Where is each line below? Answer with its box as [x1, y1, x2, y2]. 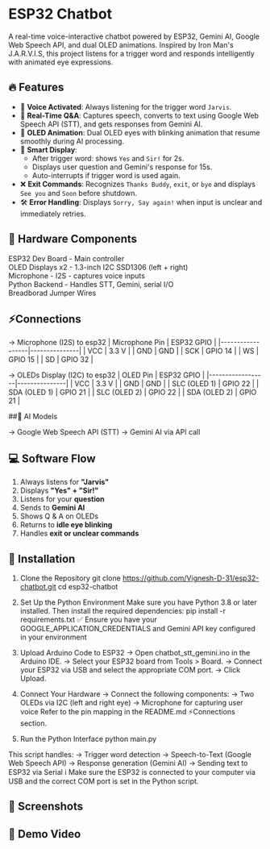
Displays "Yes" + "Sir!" [19, 485, 99, 496]
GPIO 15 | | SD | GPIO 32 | [8, 355, 94, 364]
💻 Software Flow [8, 452, 96, 465]
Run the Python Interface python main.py [19, 735, 157, 743]
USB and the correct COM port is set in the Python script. [8, 776, 199, 786]
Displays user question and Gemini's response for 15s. [31, 162, 213, 172]
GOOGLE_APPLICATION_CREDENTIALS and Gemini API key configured [19, 624, 256, 633]
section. [19, 718, 48, 728]
